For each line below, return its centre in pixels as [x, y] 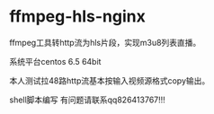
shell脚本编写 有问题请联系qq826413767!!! [88, 100]
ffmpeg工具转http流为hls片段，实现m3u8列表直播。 [105, 42]
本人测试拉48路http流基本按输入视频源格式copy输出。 [110, 80]
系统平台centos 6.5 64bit [55, 61]
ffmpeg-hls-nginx [77, 17]
